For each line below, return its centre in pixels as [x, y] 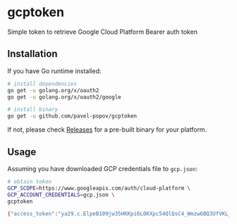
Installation [32, 54]
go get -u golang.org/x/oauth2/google [64, 97]
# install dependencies [42, 84]
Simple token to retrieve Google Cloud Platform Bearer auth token [102, 32]
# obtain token [30, 181]
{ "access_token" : [33, 214]
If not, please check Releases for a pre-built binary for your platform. [107, 130]
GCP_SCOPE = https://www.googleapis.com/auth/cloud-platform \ [99, 188]
